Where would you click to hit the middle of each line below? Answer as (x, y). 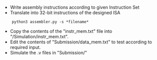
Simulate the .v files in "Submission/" (48, 53)
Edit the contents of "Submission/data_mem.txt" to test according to (81, 42)
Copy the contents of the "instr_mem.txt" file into (61, 31)
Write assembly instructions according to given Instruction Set (75, 7)
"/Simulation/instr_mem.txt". (39, 37)
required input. (25, 47)
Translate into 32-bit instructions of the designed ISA (65, 13)
